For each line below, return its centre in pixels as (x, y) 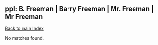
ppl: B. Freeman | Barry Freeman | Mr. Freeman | (79, 9)
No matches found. (24, 38)
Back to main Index (24, 28)
